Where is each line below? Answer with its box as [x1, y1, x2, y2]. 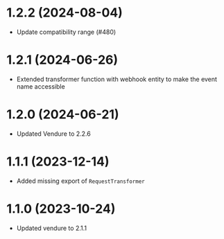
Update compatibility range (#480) [16, 28, 117, 36]
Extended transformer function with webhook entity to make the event [16, 75, 218, 83]
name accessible [16, 82, 65, 91]
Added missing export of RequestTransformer [16, 177, 145, 185]
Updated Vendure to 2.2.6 [16, 130, 91, 138]
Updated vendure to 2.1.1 [16, 224, 87, 232]
